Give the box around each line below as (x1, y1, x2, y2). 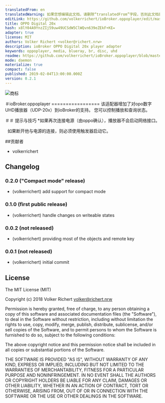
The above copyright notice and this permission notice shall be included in (5, 342, 156, 348)
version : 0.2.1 (5, 76, 36, 81)
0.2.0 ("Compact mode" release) (5, 177, 85, 184)
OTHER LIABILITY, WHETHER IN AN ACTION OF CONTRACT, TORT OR (5, 383, 148, 389)
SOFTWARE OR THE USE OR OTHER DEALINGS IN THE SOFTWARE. (5, 393, 143, 399)
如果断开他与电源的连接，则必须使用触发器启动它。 (7, 128, 111, 134)
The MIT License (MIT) (5, 287, 52, 293)
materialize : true (5, 62, 43, 67)
